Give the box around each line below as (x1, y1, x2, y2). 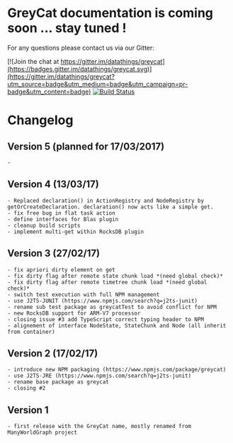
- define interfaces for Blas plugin (7, 215, 119, 223)
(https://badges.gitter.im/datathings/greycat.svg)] (7, 65, 152, 73)
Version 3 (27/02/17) (7, 247, 101, 259)
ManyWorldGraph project (7, 429, 78, 437)
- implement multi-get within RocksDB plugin (7, 228, 144, 235)
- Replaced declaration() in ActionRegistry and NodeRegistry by (7, 197, 204, 204)
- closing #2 (7, 385, 46, 392)
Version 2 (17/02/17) (7, 347, 98, 359)
